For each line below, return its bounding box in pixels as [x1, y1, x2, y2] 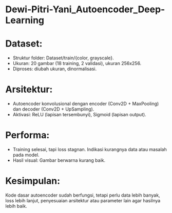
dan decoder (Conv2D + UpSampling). [12, 106, 94, 112]
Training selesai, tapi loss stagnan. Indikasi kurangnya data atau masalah [12, 146, 167, 152]
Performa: [5, 130, 50, 141]
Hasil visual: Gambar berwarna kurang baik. [12, 157, 106, 163]
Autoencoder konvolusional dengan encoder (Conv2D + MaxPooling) [12, 101, 159, 107]
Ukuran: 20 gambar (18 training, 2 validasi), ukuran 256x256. [12, 60, 142, 67]
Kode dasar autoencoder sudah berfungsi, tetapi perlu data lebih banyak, [5, 192, 160, 198]
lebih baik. [5, 203, 27, 209]
